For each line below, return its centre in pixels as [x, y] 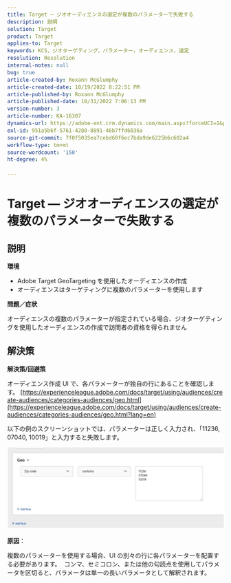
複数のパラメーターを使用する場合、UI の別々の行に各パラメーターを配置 [110, 555]
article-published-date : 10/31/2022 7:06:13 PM [77, 102]
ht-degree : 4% [27, 159]
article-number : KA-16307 [44, 116]
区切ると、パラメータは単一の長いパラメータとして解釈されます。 [118, 572]
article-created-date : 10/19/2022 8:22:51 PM [73, 87]
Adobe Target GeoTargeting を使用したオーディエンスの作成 [102, 281]
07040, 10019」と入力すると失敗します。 [65, 437]
